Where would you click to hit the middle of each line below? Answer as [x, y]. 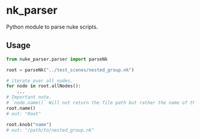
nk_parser [32, 10]
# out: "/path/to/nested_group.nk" [50, 130]
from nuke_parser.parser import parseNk [57, 59]
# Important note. [29, 97]
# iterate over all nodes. [40, 81]
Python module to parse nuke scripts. [52, 27]
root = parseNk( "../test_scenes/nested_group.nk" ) [70, 70]
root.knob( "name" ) [29, 124]
